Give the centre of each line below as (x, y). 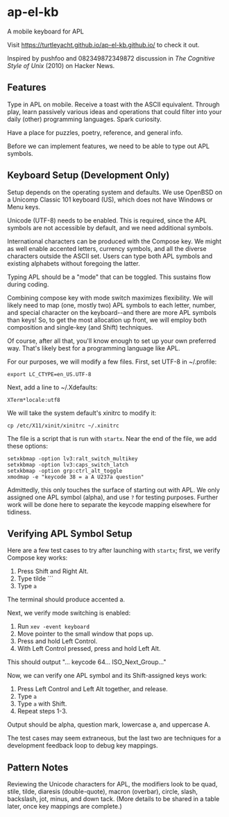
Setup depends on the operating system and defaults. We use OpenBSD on (115, 192)
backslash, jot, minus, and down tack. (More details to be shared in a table (113, 799)
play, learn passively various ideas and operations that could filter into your (114, 111)
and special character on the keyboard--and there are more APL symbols (112, 312)
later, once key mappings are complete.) (65, 807)
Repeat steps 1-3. (42, 711)
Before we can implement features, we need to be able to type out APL (109, 146)
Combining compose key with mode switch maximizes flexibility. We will (110, 298)
